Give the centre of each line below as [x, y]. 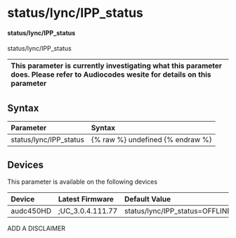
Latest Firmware [86, 199]
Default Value [147, 199]
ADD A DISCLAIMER [36, 228]
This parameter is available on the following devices [83, 182]
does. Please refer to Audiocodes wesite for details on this [111, 75]
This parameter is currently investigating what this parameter [117, 66]
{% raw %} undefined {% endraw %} [151, 140]
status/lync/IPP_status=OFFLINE [178, 211]
